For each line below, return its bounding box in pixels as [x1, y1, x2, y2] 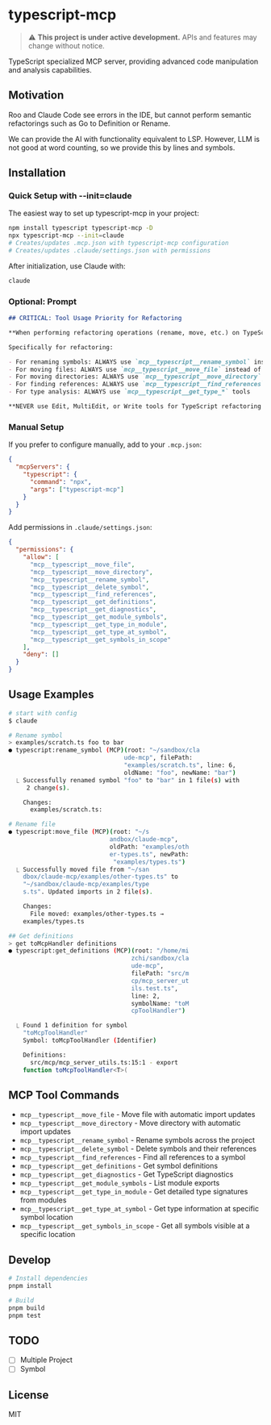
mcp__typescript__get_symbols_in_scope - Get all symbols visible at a [19, 1221, 250, 1231]
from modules [19, 1195, 67, 1205]
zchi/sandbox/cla [131, 954, 190, 963]
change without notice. [27, 40, 105, 50]
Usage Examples [8, 688, 94, 702]
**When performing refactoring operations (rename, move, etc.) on [8, 328, 240, 336]
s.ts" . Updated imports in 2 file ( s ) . [23, 888, 153, 896]
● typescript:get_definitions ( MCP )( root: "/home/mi [8, 947, 190, 955]
